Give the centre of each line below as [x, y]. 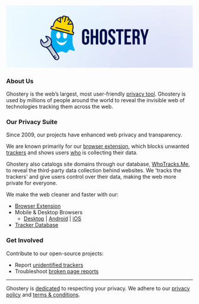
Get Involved [25, 240]
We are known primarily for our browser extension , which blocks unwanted [98, 146]
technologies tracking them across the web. [60, 107]
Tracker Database [36, 225]
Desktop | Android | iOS [52, 218]
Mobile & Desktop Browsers [49, 213]
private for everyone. [32, 183]
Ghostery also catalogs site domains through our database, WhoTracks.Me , [98, 164]
